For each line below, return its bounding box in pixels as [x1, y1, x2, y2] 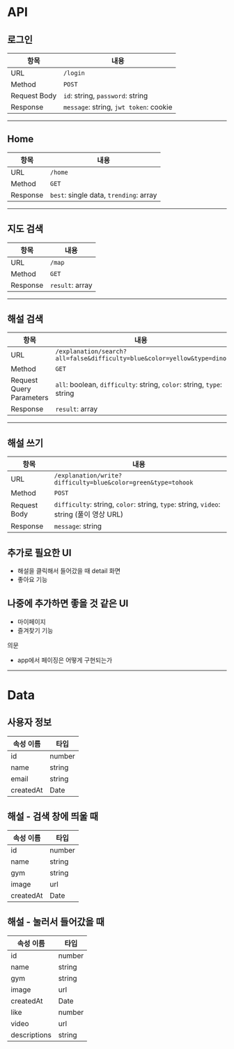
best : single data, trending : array [49, 190, 157, 199]
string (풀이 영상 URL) [54, 510, 124, 519]
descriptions [10, 1029, 52, 1039]
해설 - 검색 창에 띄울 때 [7, 811, 99, 822]
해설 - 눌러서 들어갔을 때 [7, 916, 104, 928]
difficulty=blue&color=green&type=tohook [54, 479, 194, 487]
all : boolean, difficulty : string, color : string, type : [55, 380, 223, 390]
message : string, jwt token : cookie [63, 102, 173, 112]
